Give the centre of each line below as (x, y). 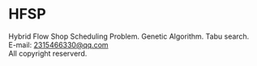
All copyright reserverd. (48, 53)
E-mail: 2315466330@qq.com (58, 44)
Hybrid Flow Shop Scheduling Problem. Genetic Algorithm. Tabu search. (129, 36)
